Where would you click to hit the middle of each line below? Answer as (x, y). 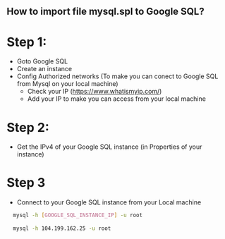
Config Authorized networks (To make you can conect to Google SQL (117, 76)
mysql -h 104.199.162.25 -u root (62, 228)
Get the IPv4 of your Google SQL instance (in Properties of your (109, 147)
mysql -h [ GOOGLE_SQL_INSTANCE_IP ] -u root (78, 215)
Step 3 (26, 183)
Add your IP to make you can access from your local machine (116, 99)
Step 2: (28, 127)
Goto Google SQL (42, 61)
